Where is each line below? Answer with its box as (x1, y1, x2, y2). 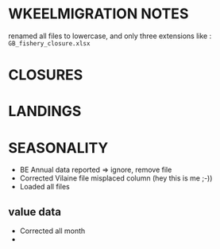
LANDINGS (8, 103, 82, 120)
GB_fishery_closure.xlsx (8, 39, 91, 48)
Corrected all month (19, 226, 86, 235)
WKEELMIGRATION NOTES (8, 5, 189, 23)
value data (8, 204, 62, 219)
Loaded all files (19, 182, 70, 192)
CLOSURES (8, 66, 83, 84)
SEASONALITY (8, 138, 109, 157)
